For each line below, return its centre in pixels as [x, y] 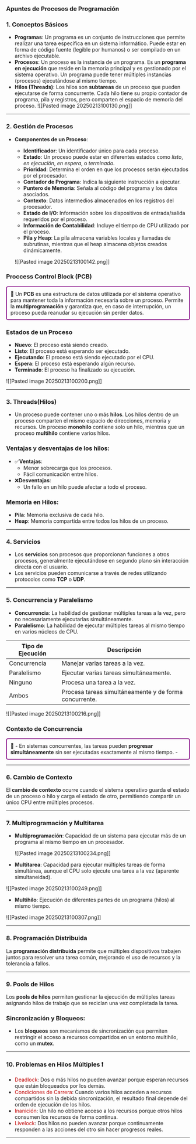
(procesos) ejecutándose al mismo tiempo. [66, 81]
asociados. [36, 194]
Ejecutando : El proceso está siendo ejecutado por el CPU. [84, 357]
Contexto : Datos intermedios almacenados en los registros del [98, 200]
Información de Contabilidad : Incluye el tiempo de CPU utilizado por [106, 225]
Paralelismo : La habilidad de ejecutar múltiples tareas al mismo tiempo [100, 625]
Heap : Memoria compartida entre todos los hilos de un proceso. [92, 521]
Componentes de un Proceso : [51, 139]
